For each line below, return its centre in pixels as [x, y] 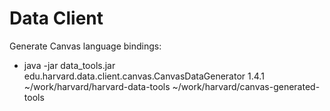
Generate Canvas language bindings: [85, 46]
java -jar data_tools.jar [69, 65]
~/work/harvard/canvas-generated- [246, 86]
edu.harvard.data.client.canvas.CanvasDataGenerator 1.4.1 [144, 76]
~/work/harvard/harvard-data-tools [97, 86]
